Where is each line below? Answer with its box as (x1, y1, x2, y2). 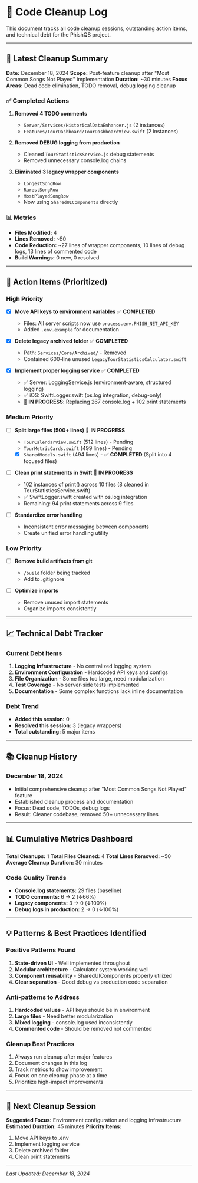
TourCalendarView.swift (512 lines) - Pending (23, 438, 134, 445)
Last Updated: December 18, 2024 (6, 1170, 90, 1177)
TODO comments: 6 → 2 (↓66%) (14, 893, 96, 900)
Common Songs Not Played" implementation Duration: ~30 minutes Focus (6, 75, 188, 83)
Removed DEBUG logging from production (14, 139, 120, 146)
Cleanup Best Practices (6, 1040, 75, 1048)
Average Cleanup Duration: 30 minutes (6, 859, 103, 866)
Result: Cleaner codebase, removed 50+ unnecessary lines (14, 810, 159, 817)
